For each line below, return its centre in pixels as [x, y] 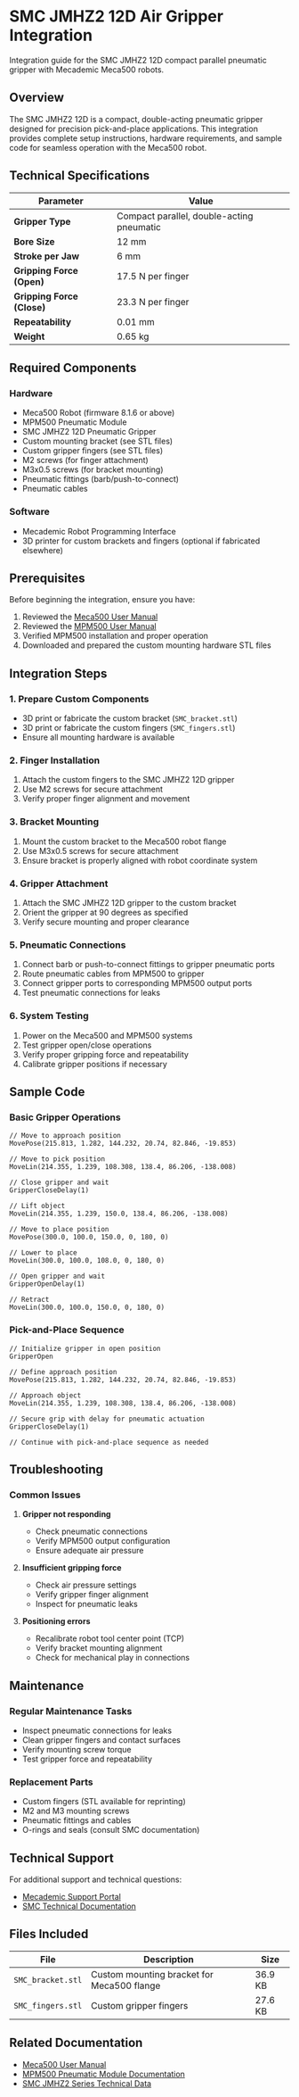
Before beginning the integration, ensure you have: [102, 600]
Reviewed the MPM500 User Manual [89, 626]
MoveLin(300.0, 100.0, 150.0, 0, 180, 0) [87, 1308]
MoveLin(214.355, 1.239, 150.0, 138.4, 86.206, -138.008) [119, 1214]
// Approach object [45, 1395]
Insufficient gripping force [72, 1568]
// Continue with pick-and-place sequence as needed [109, 1442]
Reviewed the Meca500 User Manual [90, 617]
